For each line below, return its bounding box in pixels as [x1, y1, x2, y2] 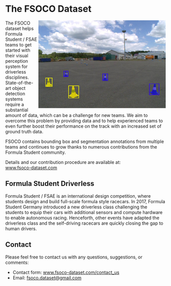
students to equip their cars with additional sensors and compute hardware [5, 209, 163, 215]
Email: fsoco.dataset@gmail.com [12, 274, 81, 281]
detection [5, 90, 25, 97]
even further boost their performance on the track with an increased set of [5, 123, 162, 129]
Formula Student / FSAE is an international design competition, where [5, 193, 151, 199]
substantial [5, 107, 28, 113]
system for [5, 63, 28, 69]
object [12, 85, 25, 91]
